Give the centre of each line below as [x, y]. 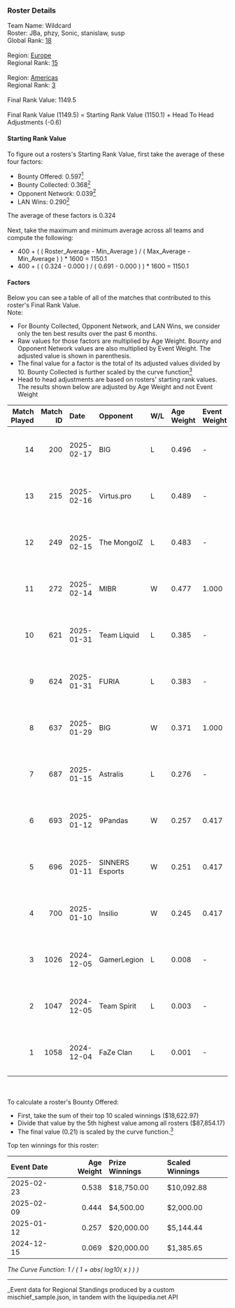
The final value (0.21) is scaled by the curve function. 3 [95, 1131]
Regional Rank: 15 [33, 63]
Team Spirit [117, 1006]
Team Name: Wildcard [39, 26]
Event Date [29, 1167]
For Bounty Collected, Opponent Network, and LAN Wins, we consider [119, 326]
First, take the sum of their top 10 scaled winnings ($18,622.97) [108, 1116]
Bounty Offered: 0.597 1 [50, 176]
